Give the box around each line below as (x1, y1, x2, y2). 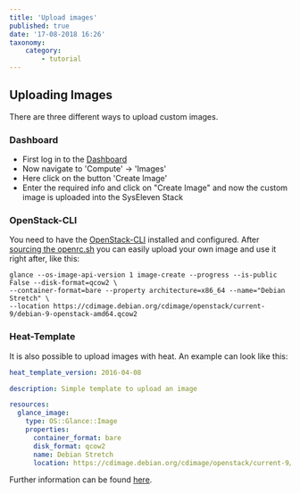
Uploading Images (9, 88, 113, 103)
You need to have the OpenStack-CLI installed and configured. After (9, 234, 260, 246)
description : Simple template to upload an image (9, 384, 198, 393)
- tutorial (41, 54, 82, 63)
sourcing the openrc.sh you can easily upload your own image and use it (9, 244, 277, 255)
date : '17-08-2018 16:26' (9, 29, 105, 38)
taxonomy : (9, 38, 46, 47)
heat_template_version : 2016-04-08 (9, 368, 142, 377)
